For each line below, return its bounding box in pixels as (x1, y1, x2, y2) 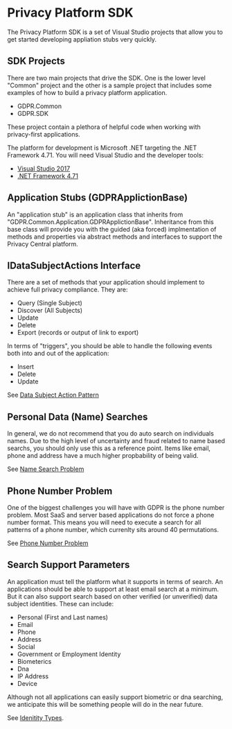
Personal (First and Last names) (17, 612, 109, 621)
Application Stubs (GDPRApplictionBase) (7, 192, 188, 204)
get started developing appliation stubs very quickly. (7, 35, 157, 43)
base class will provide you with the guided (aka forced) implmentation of (7, 225, 217, 233)
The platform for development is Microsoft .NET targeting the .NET (7, 144, 197, 152)
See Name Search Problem (7, 465, 84, 473)
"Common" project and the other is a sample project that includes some (7, 81, 213, 89)
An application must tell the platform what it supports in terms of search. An (7, 577, 223, 585)
